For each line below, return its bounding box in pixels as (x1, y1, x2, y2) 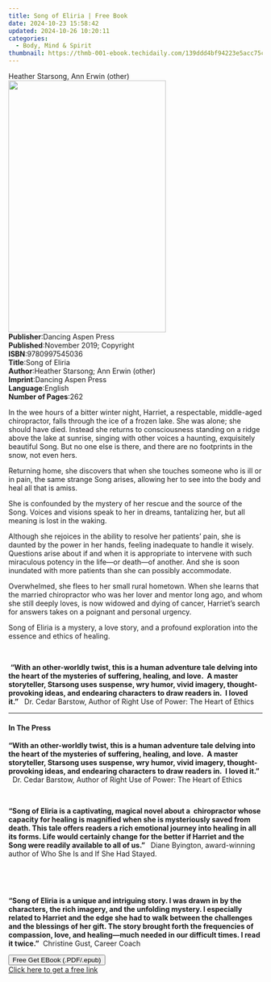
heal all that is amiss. (8, 483, 78, 493)
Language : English (8, 384, 69, 393)
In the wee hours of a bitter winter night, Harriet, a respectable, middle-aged (8, 408, 262, 417)
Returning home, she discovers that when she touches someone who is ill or (8, 466, 262, 476)
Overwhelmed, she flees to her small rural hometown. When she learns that (8, 581, 260, 591)
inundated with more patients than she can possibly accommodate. (8, 566, 232, 575)
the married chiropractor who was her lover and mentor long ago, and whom (8, 590, 263, 599)
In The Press (8, 722, 52, 732)
